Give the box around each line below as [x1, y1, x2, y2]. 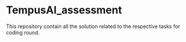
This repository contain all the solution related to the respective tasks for [6, 23, 181, 30]
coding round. [6, 29, 40, 36]
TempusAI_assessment [6, 3, 122, 17]
